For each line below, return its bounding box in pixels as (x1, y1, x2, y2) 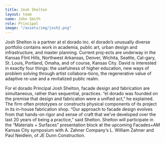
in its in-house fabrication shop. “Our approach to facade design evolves (5, 107, 153, 112)
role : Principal (5, 21, 38, 26)
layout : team (5, 12, 32, 17)
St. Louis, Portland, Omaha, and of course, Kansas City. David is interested (5, 60, 157, 66)
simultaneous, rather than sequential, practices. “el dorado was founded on (5, 91, 158, 97)
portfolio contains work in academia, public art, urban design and (5, 44, 138, 50)
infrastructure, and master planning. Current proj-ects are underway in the (5, 50, 156, 56)
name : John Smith (5, 16, 41, 21)
